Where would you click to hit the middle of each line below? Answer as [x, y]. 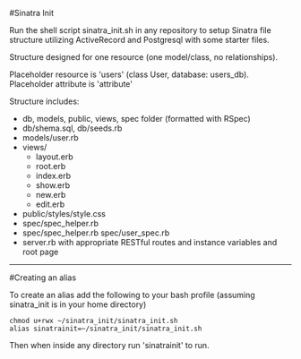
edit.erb [50, 204]
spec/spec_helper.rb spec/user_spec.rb [96, 233]
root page [40, 252]
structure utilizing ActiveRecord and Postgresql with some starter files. [140, 40]
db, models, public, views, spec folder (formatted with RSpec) [136, 119]
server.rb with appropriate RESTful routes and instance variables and [150, 242]
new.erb [51, 195]
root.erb [51, 166]
